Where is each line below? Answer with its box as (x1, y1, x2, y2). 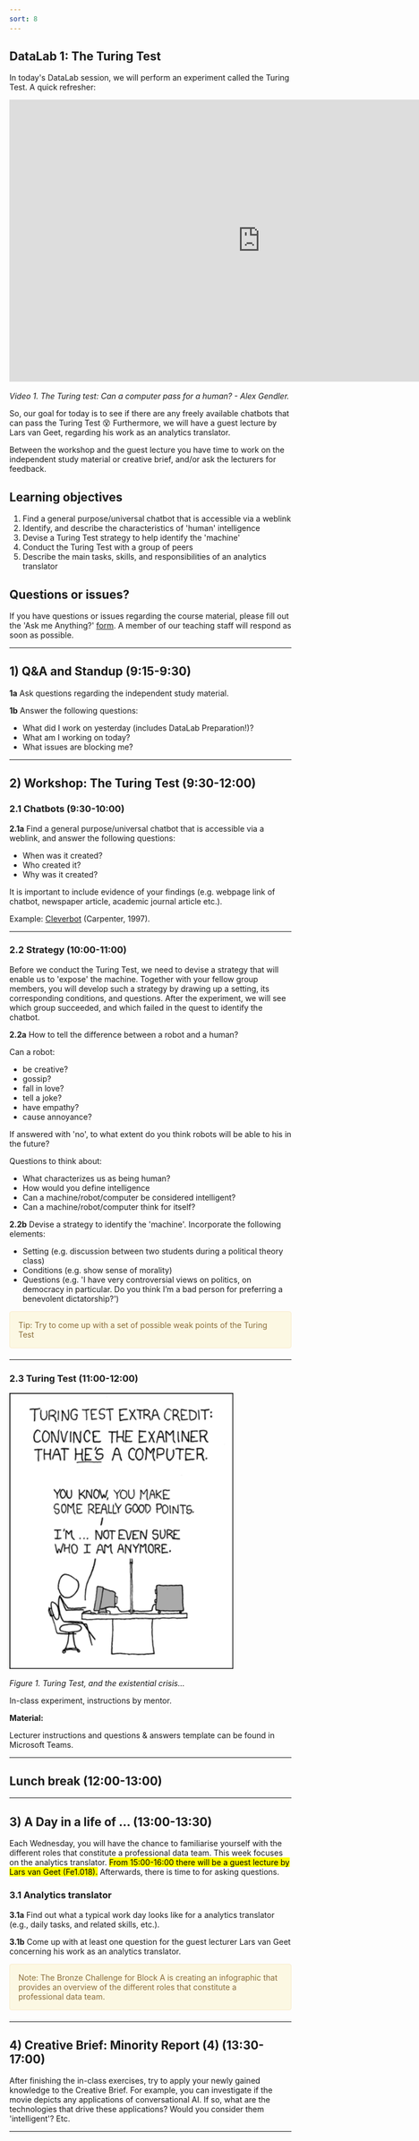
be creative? (21, 1064, 69, 1075)
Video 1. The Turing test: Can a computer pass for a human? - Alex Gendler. (9, 390, 289, 402)
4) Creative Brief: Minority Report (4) (9, 2037, 219, 2052)
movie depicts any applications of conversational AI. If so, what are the (9, 2094, 270, 2105)
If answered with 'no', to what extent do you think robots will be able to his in (9, 1128, 292, 1139)
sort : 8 (9, 14, 38, 23)
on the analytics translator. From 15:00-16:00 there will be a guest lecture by (9, 1857, 290, 1868)
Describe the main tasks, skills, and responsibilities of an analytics (21, 552, 267, 562)
